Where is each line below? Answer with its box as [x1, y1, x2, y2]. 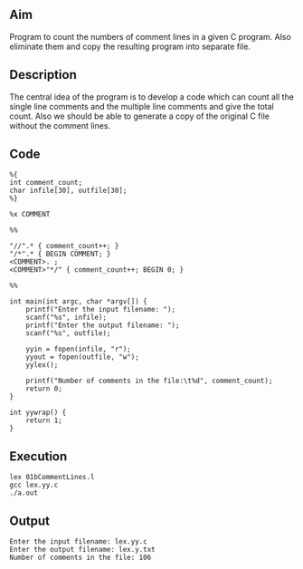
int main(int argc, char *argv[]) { [9, 297, 147, 306]
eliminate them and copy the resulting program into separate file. [9, 41, 251, 52]
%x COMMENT [9, 210, 51, 219]
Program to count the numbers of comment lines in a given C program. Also [9, 31, 291, 42]
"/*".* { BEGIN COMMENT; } [9, 249, 111, 259]
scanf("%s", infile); [25, 313, 107, 323]
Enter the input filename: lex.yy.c [9, 537, 147, 546]
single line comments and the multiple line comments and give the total [9, 101, 274, 111]
